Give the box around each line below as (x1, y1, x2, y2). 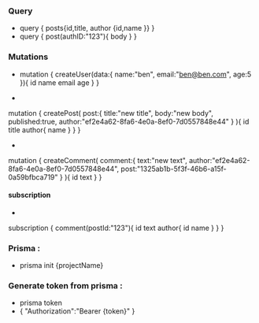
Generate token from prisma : (8, 280, 124, 291)
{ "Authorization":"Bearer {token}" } (19, 306, 135, 316)
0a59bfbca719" (8, 172, 58, 182)
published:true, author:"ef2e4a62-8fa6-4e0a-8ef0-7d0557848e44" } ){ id (8, 117, 250, 126)
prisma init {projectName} (19, 261, 104, 270)
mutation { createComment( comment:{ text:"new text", (8, 155, 187, 165)
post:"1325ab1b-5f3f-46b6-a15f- (120, 164, 227, 173)
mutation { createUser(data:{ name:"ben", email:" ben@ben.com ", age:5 (19, 69, 252, 79)
